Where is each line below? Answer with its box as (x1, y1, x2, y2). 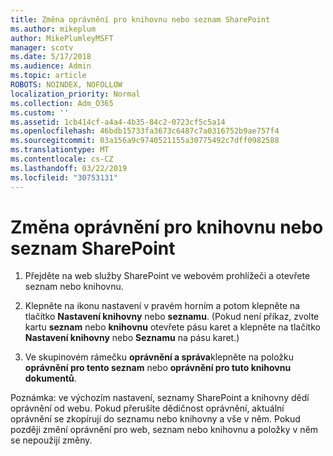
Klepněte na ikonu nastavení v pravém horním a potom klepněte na (24, 300, 301, 312)
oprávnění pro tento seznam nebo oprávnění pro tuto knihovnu (24, 362, 292, 374)
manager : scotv (10, 42, 74, 53)
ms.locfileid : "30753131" (10, 172, 118, 183)
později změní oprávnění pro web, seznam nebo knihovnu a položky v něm (10, 424, 319, 436)
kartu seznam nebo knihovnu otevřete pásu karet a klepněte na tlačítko (24, 321, 321, 333)
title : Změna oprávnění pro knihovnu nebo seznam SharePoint (10, 14, 271, 25)
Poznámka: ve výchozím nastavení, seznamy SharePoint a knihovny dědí (10, 392, 310, 404)
